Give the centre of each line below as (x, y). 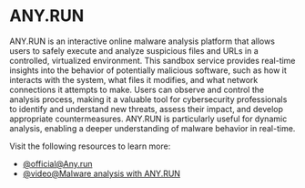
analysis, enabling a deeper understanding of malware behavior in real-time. (152, 128)
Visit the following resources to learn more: (90, 146)
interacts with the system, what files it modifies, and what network (134, 79)
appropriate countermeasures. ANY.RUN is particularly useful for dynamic (148, 119)
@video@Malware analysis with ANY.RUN (101, 173)
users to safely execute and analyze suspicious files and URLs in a (134, 50)
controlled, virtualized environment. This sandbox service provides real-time (152, 60)
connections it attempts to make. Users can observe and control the (137, 89)
